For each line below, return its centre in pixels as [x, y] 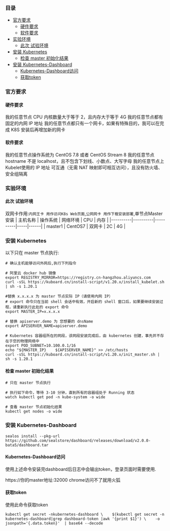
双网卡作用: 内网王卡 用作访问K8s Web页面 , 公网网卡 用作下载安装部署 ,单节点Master [84, 213]
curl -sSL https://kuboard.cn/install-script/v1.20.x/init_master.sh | [82, 355]
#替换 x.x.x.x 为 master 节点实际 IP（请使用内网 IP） [59, 297]
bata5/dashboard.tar [27, 445]
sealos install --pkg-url [32, 436]
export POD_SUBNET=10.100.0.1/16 [41, 346]
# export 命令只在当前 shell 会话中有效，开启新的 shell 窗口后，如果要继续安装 [82, 302]
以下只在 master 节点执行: [32, 253]
